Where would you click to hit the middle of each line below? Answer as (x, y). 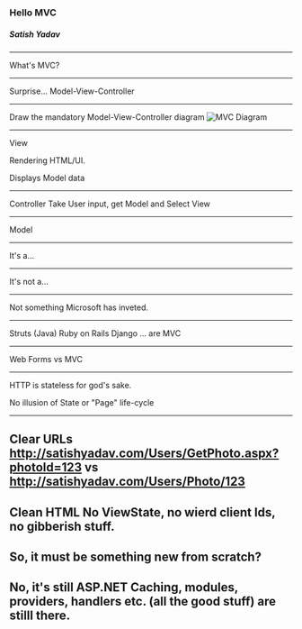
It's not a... (29, 281)
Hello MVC (33, 13)
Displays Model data (47, 178)
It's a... (22, 255)
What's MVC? (35, 65)
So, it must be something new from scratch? (136, 557)
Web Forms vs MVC (46, 359)
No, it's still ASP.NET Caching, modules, (124, 588)
